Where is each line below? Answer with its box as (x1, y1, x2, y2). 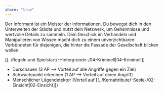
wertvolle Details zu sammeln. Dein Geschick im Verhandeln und (5, 31, 137, 37)
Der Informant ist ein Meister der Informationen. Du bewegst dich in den (5, 21, 152, 27)
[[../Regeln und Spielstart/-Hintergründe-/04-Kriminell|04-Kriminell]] (5, 56, 145, 62)
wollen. (5, 47, 20, 53)
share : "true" (5, 7, 35, 12)
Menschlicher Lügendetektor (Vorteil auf (12, 77, 95, 83)
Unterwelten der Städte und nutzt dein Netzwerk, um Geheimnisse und (5, 26, 150, 32)
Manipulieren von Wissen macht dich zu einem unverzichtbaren (5, 37, 135, 43)
